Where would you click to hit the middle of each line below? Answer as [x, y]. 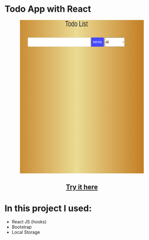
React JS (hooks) [29, 222]
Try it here [82, 187]
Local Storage [26, 232]
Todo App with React [48, 9]
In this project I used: [48, 208]
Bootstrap [22, 227]
